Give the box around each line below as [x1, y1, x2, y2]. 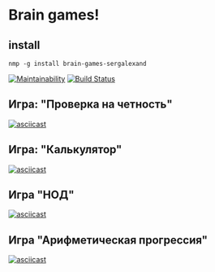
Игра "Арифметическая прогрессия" [8, 233, 209, 247]
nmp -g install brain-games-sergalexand [8, 59, 148, 68]
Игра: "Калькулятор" [8, 143, 123, 156]
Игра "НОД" [8, 188, 75, 202]
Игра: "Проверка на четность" [8, 98, 173, 112]
